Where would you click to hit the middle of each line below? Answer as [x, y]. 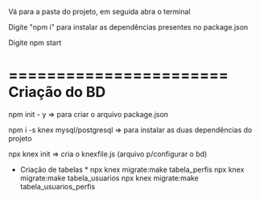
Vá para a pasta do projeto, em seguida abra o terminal [99, 12]
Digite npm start [35, 43]
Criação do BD [57, 92]
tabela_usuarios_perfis [58, 186]
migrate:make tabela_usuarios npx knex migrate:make [109, 178]
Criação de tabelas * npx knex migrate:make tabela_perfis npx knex [132, 169]
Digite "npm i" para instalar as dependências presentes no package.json [128, 27]
